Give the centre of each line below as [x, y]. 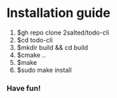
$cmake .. [31, 55]
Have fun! [24, 88]
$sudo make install [44, 70]
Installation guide [58, 13]
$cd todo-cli [35, 39]
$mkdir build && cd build [53, 47]
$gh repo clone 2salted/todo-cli [63, 32]
